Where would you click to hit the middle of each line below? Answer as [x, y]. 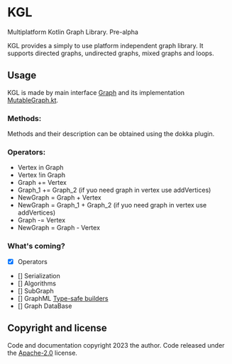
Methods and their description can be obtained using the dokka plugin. [111, 134]
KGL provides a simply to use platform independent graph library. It [105, 45]
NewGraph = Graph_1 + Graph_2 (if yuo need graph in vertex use [112, 205]
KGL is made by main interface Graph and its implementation [96, 92]
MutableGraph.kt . [33, 100]
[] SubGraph [36, 290]
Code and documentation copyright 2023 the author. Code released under [116, 345]
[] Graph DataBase [45, 306]
